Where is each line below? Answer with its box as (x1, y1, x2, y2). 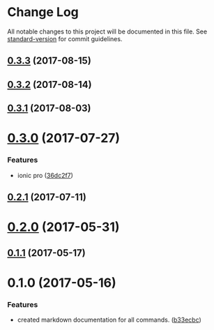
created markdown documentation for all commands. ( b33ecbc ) (17, 315, 202, 324)
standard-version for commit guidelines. (7, 34, 123, 43)
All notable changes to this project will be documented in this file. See (7, 27, 208, 36)
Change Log (7, 4, 79, 20)
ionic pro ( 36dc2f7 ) (17, 171, 73, 179)
